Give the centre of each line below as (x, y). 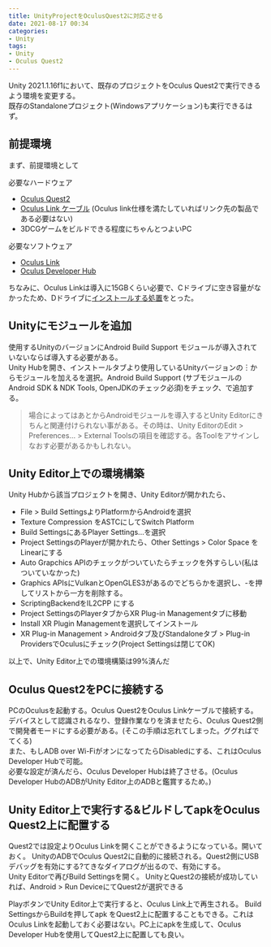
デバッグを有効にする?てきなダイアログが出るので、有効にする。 (117, 866)
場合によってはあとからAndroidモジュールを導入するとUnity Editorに (142, 415)
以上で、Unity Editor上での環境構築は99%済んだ (89, 661)
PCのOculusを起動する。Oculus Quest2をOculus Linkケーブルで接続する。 (133, 710)
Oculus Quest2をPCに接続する (86, 689)
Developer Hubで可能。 (48, 762)
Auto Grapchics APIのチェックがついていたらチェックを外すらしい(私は (139, 563)
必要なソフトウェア (41, 245)
